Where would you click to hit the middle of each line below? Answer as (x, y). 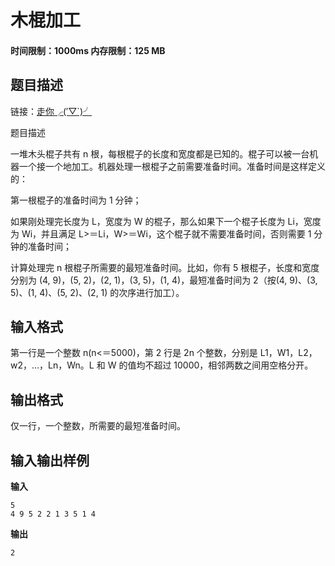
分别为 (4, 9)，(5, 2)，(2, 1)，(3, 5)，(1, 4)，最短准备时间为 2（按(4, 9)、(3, (164, 280)
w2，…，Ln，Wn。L (52, 365)
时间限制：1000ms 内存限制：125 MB (88, 50)
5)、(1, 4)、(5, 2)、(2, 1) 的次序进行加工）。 (97, 292)
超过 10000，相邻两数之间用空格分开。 (233, 365)
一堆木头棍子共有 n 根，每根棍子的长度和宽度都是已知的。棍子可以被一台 (160, 153)
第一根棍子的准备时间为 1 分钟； (76, 200)
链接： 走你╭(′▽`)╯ (51, 111)
